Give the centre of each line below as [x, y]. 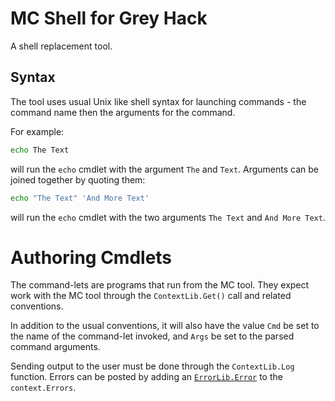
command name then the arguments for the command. [123, 112]
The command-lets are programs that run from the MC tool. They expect [160, 285]
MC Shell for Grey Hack [109, 18]
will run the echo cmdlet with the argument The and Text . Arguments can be [165, 169]
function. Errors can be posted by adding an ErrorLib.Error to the [146, 377]
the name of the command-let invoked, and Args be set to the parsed [152, 336]
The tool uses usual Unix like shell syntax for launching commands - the [158, 101]
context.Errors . [43, 388]
